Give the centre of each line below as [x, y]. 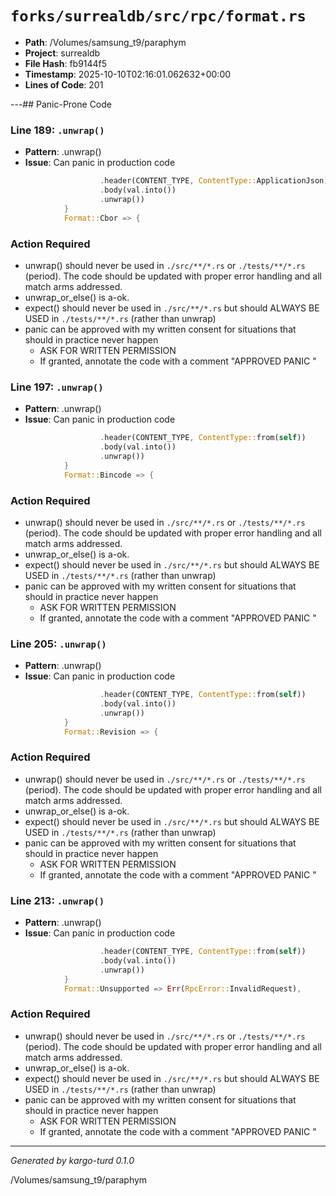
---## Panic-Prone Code [61, 104]
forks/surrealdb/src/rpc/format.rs [158, 16]
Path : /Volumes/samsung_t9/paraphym [105, 42]
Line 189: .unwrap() [57, 130]
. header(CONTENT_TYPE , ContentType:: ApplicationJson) [214, 181]
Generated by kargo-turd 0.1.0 [72, 1160]
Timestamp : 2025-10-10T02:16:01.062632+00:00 [128, 74]
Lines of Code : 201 [64, 84]
